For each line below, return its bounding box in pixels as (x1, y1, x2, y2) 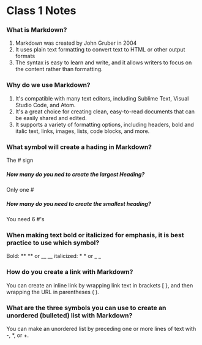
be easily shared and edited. (15, 114, 87, 121)
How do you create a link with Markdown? (6, 268, 133, 276)
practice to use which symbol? (6, 238, 100, 247)
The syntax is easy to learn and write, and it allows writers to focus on (15, 59, 192, 66)
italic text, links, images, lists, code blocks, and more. (15, 127, 150, 135)
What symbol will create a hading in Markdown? (6, 142, 152, 151)
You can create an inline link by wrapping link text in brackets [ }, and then (6, 281, 193, 289)
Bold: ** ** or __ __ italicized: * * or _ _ (6, 252, 101, 260)
